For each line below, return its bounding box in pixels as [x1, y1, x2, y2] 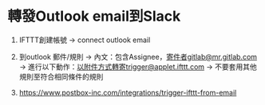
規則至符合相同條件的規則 [18, 72, 104, 81]
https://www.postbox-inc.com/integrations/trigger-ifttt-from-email [18, 87, 237, 97]
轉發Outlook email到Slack [7, 7, 181, 25]
